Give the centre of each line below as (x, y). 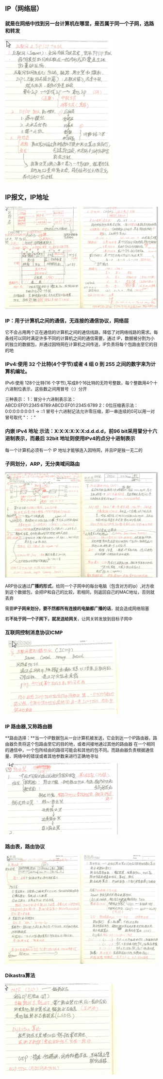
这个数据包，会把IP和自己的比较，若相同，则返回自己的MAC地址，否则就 (82, 592)
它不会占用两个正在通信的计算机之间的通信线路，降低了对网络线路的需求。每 (81, 332)
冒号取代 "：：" (20, 417)
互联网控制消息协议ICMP (34, 632)
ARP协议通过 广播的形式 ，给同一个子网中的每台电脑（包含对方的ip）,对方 (78, 586)
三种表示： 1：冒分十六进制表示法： (41, 399)
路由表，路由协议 (25, 847)
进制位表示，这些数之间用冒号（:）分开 (48, 389)
